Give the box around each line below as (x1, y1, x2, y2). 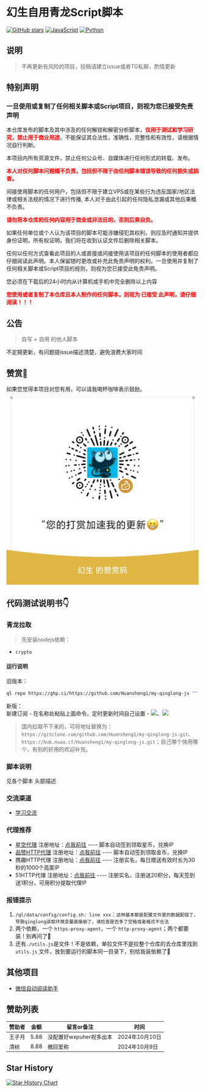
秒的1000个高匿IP (15, 864, 60, 871)
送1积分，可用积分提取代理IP (15, 879, 87, 886)
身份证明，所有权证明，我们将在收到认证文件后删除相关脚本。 (6, 237, 162, 244)
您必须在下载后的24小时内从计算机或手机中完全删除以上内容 (6, 278, 157, 286)
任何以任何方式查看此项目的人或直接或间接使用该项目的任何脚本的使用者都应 (6, 250, 199, 257)
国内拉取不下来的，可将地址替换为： (21, 722, 113, 730)
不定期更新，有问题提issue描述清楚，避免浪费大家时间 (6, 348, 143, 356)
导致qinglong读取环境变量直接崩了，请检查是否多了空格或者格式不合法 (15, 919, 169, 925)
